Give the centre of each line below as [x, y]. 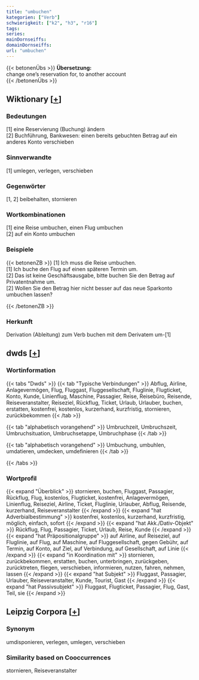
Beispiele [20, 250]
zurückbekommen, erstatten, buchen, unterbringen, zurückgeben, [88, 561]
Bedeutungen [26, 116]
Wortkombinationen [36, 214]
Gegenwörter [26, 186]
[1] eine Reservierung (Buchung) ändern [56, 129]
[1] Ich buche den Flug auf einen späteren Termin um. [72, 269]
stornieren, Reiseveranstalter [42, 670]
